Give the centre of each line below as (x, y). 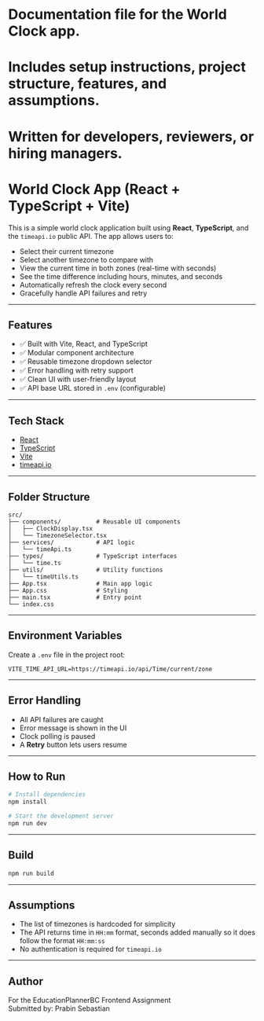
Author (26, 981)
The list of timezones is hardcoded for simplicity (97, 924)
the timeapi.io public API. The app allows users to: (91, 236)
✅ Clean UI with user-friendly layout (78, 380)
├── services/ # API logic (71, 542)
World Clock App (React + (94, 189)
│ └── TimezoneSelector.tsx (58, 535)
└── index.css (31, 604)
